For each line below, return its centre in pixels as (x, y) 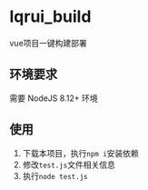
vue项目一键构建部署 (49, 43)
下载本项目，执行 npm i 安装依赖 (80, 153)
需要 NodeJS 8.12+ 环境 (54, 98)
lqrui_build (50, 17)
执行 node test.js (55, 175)
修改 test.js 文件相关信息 (69, 165)
